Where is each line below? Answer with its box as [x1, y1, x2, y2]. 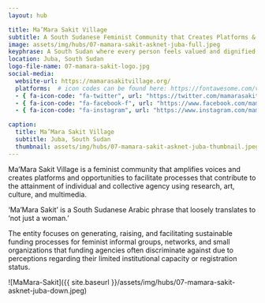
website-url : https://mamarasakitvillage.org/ [15, 77, 171, 85]
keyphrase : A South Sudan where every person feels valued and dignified [8, 48, 256, 56]
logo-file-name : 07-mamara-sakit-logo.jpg [8, 62, 150, 71]
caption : [8, 121, 37, 129]
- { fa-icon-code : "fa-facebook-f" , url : [15, 99, 154, 107]
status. [8, 262, 31, 271]
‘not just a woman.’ [8, 213, 69, 223]
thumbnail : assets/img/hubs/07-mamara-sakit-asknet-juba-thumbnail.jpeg [15, 143, 259, 151]
